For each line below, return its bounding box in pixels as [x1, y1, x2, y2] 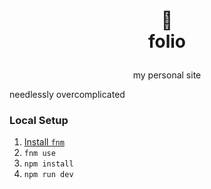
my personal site [132, 69, 202, 81]
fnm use [23, 149, 56, 159]
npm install [23, 159, 74, 169]
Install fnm [23, 136, 65, 148]
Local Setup [9, 114, 69, 128]
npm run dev [23, 170, 74, 180]
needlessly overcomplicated [9, 89, 126, 101]
